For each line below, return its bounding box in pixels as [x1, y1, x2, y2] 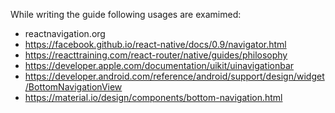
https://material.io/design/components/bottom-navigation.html [24, 92, 283, 103]
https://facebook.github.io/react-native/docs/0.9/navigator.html [24, 39, 287, 50]
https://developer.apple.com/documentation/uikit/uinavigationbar [24, 60, 295, 71]
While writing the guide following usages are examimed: [10, 9, 242, 20]
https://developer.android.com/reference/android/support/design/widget [24, 70, 325, 82]
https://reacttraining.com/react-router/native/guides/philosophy [24, 49, 288, 61]
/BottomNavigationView [24, 81, 123, 93]
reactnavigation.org [24, 28, 106, 39]
